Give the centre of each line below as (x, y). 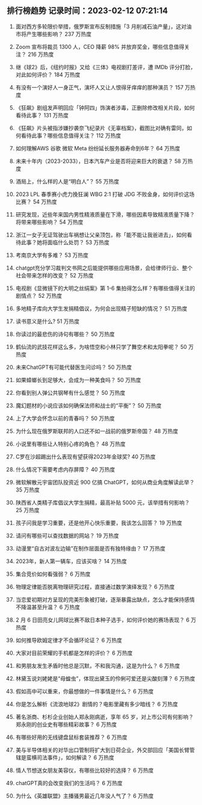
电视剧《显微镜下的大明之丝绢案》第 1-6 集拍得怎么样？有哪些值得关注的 (105, 288)
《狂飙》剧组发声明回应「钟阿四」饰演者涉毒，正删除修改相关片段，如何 (105, 108)
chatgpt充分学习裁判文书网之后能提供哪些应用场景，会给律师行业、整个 (104, 268)
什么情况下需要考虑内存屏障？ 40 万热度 (65, 469)
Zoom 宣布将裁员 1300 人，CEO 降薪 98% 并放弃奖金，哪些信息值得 (100, 46)
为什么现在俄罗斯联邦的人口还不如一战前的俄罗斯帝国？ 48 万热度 (97, 431)
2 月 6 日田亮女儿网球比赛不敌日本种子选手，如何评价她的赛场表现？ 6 (103, 620)
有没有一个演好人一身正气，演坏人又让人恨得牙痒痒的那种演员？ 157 (99, 87)
